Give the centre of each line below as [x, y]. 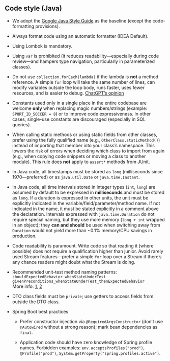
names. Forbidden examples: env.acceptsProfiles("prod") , [82, 348]
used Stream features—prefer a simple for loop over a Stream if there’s [87, 256]
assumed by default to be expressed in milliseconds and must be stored [88, 192]
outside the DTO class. [36, 302]
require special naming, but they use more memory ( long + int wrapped [88, 219]
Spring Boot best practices [40, 311]
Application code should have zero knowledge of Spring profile [86, 342]
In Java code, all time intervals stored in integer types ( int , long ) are [84, 187]
